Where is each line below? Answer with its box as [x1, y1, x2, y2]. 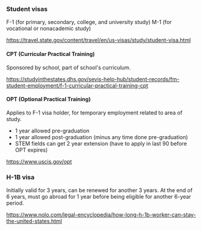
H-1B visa [6, 173, 35, 181]
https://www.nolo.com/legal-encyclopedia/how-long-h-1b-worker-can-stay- [6, 211, 196, 218]
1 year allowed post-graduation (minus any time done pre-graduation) [14, 133, 188, 140]
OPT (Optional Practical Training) [6, 96, 91, 103]
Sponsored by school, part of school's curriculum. [6, 64, 131, 71]
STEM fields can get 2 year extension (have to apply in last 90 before [14, 140, 187, 147]
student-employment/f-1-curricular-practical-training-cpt [6, 82, 149, 89]
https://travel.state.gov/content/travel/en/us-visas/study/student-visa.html [6, 37, 191, 44]
